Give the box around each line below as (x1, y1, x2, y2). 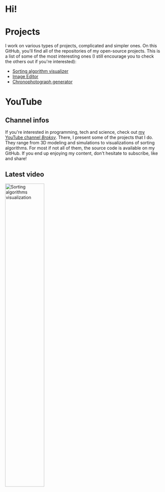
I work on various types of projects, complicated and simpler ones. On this (5, 43, 158, 49)
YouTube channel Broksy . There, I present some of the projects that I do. (5, 134, 154, 140)
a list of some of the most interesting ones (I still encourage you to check (5, 53, 154, 59)
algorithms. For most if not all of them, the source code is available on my (5, 145, 155, 151)
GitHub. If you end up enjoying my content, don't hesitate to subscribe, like (5, 150, 158, 156)
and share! (5, 156, 27, 162)
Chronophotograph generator (12, 79, 73, 85)
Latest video (5, 170, 45, 179)
